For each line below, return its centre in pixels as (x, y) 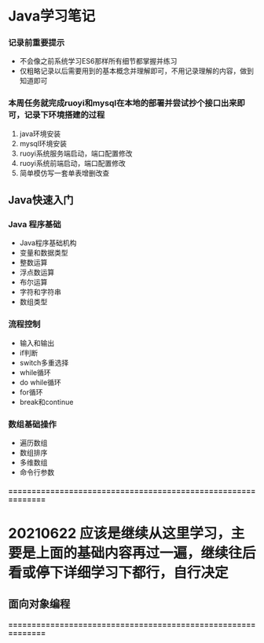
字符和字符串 (40, 292)
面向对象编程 (39, 604)
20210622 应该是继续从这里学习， (120, 533)
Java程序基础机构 (48, 243)
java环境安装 (40, 134)
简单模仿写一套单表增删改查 (64, 173)
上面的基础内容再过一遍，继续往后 (146, 553)
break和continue (46, 402)
